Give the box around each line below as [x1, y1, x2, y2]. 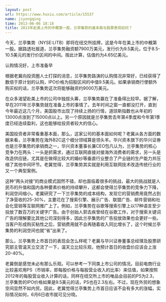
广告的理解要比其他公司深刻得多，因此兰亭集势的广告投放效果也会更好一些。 [5, 215, 161, 221]
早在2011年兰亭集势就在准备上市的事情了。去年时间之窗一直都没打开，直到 [5, 102, 157, 108]
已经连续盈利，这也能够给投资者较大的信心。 [9, 120, 100, 126]
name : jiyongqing [5, 16, 41, 21]
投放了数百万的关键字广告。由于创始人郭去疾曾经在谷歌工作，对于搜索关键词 [5, 209, 161, 215]
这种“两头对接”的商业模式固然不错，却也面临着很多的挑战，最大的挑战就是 [5, 178, 157, 184]
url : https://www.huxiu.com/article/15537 [5, 12, 94, 17]
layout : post [5, 7, 32, 12]
